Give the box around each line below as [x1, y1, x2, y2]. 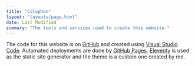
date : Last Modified [6, 19, 57, 25]
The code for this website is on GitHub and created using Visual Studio [6, 41, 178, 48]
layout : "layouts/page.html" [6, 14, 78, 20]
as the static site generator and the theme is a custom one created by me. [6, 53, 186, 60]
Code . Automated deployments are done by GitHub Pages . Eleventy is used [6, 47, 190, 54]
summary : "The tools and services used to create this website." [6, 25, 170, 31]
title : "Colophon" [6, 8, 51, 15]
